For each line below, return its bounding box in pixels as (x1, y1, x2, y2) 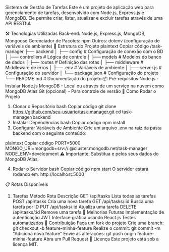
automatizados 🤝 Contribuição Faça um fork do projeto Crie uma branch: (12, 220, 164, 226)
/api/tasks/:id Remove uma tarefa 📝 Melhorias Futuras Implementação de (12, 209, 164, 215)
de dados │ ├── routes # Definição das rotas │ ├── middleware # (5, 59, 144, 65)
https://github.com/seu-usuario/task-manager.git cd (12, 109, 121, 115)
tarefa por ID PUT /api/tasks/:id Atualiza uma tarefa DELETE (12, 204, 137, 210)
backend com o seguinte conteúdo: (12, 130, 87, 136)
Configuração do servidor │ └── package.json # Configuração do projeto (5, 70, 159, 76)
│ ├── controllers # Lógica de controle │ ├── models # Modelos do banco (5, 54, 161, 60)
